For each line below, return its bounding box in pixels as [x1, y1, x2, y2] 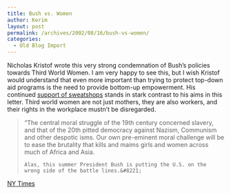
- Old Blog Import [13, 42, 67, 49]
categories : [7, 36, 41, 43]
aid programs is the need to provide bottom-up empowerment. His [7, 84, 196, 91]
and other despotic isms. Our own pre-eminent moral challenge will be [23, 133, 225, 142]
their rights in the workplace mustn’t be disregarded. [7, 105, 157, 113]
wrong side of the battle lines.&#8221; [23, 167, 142, 174]
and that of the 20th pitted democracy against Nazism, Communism [23, 126, 217, 134]
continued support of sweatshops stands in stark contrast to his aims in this [7, 90, 223, 99]
